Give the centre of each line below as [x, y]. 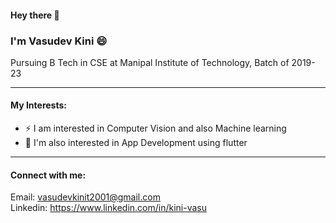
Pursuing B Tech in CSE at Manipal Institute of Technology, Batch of [150, 62]
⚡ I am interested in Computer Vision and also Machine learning [155, 128]
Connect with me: [48, 175]
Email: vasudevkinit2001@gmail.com [85, 197]
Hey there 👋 [35, 15]
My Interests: [38, 105]
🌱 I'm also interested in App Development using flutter [136, 143]
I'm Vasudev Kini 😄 [59, 41]
